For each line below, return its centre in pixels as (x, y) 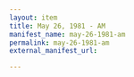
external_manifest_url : (54, 51)
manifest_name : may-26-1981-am (67, 34)
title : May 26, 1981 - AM (57, 26)
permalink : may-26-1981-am (59, 43)
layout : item (33, 17)
